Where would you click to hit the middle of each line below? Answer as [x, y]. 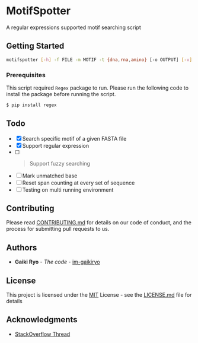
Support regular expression [56, 145]
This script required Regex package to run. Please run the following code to [97, 88]
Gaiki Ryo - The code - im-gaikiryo [57, 262]
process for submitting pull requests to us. [58, 229]
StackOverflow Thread [42, 334]
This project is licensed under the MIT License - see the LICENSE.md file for [99, 295]
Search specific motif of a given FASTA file [74, 138]
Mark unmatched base [50, 176]
